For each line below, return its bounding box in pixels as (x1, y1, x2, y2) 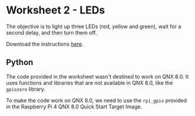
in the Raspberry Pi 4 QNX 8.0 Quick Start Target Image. (6, 103, 142, 110)
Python (6, 57, 33, 67)
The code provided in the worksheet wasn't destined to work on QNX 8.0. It (6, 73, 189, 80)
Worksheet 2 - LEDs (6, 4, 106, 17)
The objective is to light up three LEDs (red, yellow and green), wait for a (6, 23, 181, 30)
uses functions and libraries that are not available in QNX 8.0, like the (6, 79, 173, 86)
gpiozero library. (6, 86, 46, 93)
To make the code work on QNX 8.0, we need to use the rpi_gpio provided (6, 97, 187, 104)
